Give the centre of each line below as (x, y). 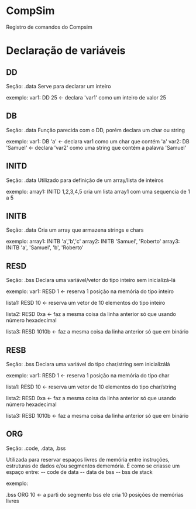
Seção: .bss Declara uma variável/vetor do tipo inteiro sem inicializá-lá (91, 280)
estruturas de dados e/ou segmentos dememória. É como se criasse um (93, 466)
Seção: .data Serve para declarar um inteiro (59, 86)
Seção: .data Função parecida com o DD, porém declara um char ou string (96, 130)
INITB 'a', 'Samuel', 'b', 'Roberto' (45, 247)
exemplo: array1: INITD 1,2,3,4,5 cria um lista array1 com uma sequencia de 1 (98, 191)
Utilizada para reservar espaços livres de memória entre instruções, (88, 459)
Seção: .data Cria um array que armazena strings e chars (75, 230)
